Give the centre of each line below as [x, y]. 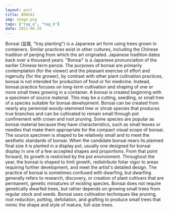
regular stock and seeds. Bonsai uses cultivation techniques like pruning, [81, 194]
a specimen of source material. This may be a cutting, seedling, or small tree [84, 98]
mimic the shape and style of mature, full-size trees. [59, 205]
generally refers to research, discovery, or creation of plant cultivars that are [84, 178]
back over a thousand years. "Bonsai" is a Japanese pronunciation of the [81, 60]
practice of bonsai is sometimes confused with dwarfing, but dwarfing [78, 173]
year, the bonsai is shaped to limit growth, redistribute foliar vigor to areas [82, 162]
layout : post [19, 10]
